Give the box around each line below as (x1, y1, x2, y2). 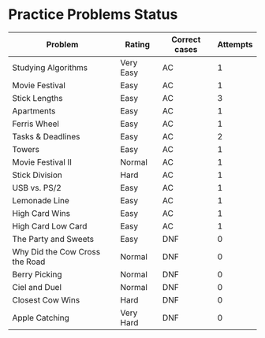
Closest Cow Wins (12, 294, 80, 305)
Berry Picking (12, 269, 62, 280)
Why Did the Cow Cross (12, 246, 101, 257)
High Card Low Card (12, 221, 88, 232)
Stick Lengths (12, 92, 63, 103)
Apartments (12, 105, 56, 116)
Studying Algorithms (12, 61, 88, 72)
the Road (12, 256, 46, 267)
